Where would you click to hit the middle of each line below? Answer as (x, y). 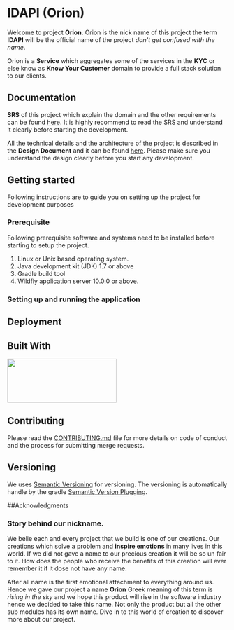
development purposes (41, 204)
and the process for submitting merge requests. (76, 445)
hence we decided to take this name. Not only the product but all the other (114, 604)
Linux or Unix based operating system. (73, 259)
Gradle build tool (41, 273)
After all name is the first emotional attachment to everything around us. (111, 582)
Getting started (41, 180)
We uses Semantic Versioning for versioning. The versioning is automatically (117, 484)
